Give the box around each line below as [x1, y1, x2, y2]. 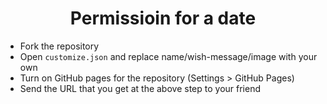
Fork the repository [19, 40, 100, 52]
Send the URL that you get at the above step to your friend [19, 82, 261, 94]
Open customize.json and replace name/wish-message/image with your [19, 50, 318, 62]
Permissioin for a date [69, 7, 257, 30]
